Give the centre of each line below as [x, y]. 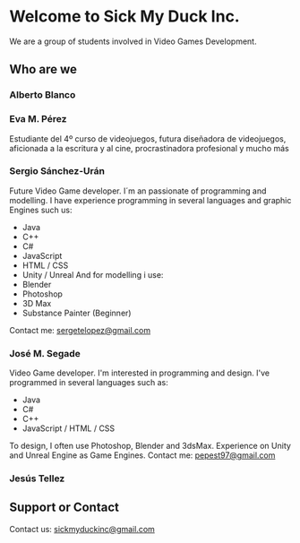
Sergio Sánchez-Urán [57, 171]
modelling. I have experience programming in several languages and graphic [150, 200]
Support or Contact [64, 508]
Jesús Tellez [37, 478]
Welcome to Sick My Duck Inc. [124, 17]
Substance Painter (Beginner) [77, 313]
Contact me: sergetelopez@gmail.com [80, 330]
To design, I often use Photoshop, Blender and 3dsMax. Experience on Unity [150, 446]
